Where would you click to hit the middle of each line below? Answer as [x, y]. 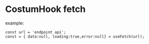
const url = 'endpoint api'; [36, 32]
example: [15, 23]
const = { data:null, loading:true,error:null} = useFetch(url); [75, 36]
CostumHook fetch [46, 9]
